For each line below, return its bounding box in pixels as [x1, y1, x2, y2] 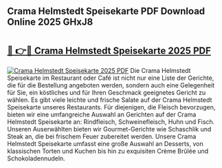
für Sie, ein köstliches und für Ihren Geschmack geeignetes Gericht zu [7, 89, 206, 96]
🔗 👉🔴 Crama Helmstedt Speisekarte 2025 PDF [7, 45, 211, 56]
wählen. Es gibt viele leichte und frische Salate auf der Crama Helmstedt [7, 96, 212, 104]
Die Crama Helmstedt [130, 67, 191, 74]
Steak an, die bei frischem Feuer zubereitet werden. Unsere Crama [7, 132, 197, 140]
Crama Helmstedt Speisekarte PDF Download [7, 6, 206, 17]
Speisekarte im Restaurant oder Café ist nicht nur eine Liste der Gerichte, [7, 74, 214, 82]
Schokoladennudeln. [7, 154, 65, 162]
